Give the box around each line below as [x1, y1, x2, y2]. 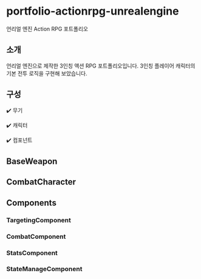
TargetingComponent [6, 216, 72, 224]
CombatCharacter [6, 177, 77, 187]
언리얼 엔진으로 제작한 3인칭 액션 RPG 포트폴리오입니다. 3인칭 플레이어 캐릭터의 [6, 62, 196, 69]
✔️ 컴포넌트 [6, 136, 33, 144]
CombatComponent [6, 232, 66, 241]
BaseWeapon [6, 156, 58, 166]
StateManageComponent [6, 265, 83, 274]
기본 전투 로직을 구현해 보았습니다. [6, 69, 87, 77]
